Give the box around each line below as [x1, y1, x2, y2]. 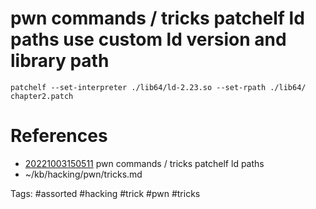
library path [10, 50, 110, 72]
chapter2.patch [10, 91, 74, 101]
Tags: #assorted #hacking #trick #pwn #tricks [10, 187, 201, 199]
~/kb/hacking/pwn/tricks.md [24, 168, 143, 180]
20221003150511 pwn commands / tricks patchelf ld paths [24, 157, 265, 169]
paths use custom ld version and [10, 28, 287, 51]
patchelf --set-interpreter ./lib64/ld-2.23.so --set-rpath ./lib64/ [10, 82, 307, 92]
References [10, 125, 108, 147]
